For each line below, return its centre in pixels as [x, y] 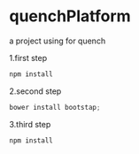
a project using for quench [58, 41]
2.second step [35, 91]
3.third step [30, 124]
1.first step [28, 58]
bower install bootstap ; [55, 107]
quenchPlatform [70, 16]
